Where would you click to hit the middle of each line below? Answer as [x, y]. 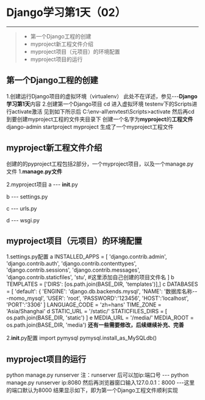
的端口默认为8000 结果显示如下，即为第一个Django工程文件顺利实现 [92, 390]
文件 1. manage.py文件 [34, 171]
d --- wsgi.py [23, 220]
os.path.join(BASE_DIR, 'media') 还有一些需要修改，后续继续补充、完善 [95, 325]
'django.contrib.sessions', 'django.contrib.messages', [73, 270]
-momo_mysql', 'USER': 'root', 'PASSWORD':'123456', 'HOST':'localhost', [98, 298]
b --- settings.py [27, 197]
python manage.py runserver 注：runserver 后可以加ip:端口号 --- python [98, 375]
